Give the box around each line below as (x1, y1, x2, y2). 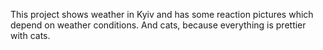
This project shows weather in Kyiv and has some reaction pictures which (10, 9, 314, 20)
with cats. (10, 30, 51, 41)
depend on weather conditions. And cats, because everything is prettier (10, 19, 307, 31)
